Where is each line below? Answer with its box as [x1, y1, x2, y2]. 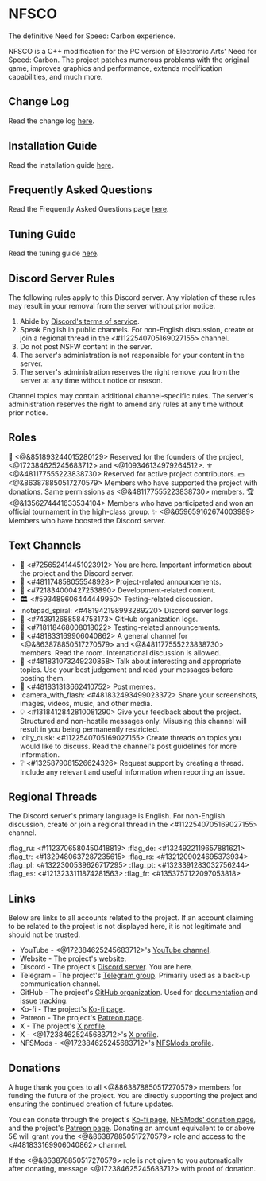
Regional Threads [8, 791, 98, 804]
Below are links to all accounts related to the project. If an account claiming [8, 913, 254, 923]
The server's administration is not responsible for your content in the [19, 351, 245, 359]
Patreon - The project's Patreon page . [19, 1013, 145, 1023]
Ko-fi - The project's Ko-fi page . [19, 1004, 125, 1014]
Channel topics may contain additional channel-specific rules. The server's [8, 391, 254, 400]
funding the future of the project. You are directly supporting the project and [8, 1091, 258, 1101]
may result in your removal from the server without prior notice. [8, 301, 216, 310]
